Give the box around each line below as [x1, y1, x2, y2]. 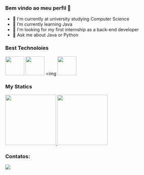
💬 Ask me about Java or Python [12, 32, 78, 38]
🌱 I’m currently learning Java [12, 21, 73, 27]
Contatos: [5, 153, 30, 160]
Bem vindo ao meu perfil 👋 [5, 5, 71, 12]
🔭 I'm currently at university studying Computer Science [12, 16, 130, 22]
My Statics [5, 83, 32, 90]
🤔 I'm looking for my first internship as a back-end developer [12, 27, 139, 33]
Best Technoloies [5, 45, 49, 52]
